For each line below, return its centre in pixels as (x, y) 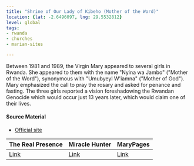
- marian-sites (25, 45)
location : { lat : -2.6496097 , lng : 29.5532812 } (64, 17)
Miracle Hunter (90, 144)
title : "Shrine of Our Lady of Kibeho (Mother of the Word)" (83, 11)
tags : (13, 28)
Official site (28, 130)
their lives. (19, 103)
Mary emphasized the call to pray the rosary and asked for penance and (93, 84)
